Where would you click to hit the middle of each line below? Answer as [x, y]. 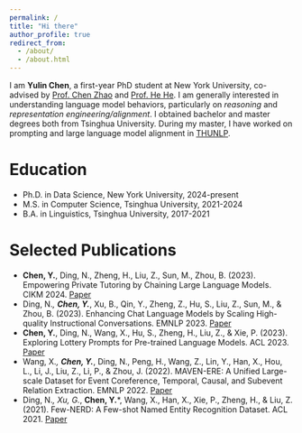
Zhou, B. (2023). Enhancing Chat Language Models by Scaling [138, 313]
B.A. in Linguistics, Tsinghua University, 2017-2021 [116, 214]
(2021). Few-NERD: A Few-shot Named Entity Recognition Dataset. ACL [155, 409]
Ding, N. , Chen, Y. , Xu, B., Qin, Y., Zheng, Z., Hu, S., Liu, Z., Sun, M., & [152, 304]
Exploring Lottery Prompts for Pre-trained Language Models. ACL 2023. [156, 342]
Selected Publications [93, 250]
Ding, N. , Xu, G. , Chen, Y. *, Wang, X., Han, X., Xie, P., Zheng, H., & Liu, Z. [157, 400]
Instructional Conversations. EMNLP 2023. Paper [140, 323]
